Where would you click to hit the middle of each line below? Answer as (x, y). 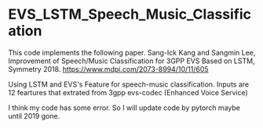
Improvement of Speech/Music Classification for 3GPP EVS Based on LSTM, (131, 61)
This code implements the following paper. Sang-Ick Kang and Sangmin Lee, (132, 52)
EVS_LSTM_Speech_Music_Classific (130, 14)
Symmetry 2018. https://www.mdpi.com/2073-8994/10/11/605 (109, 69)
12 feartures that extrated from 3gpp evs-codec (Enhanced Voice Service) (128, 92)
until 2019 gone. (34, 116)
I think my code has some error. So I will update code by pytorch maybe (124, 108)
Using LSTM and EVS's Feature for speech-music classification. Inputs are (129, 84)
